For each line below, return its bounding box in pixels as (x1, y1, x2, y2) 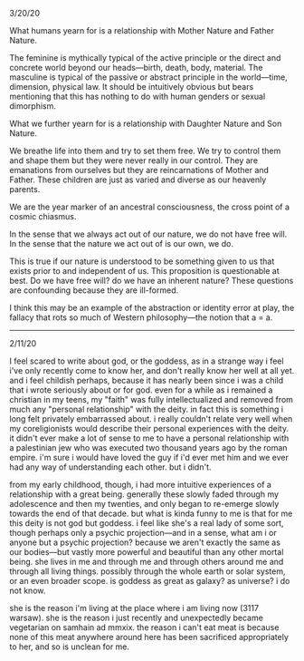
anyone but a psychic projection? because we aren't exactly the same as (9, 537, 280, 548)
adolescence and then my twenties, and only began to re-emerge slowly (9, 499, 280, 509)
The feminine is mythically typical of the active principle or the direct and (9, 53, 281, 63)
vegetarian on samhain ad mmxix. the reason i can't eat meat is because (9, 622, 280, 633)
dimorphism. (9, 101, 57, 112)
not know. (9, 585, 46, 596)
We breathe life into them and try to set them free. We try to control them (9, 145, 281, 156)
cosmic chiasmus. (9, 211, 77, 221)
